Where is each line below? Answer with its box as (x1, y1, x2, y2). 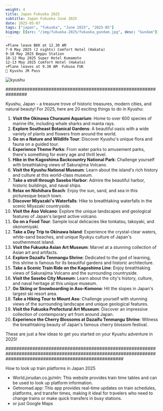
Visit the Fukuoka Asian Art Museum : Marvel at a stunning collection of (12, 245, 157, 250)
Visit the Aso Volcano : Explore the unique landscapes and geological (12, 208, 151, 214)
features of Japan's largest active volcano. (12, 214, 98, 219)
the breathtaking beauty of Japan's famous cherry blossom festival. (12, 322, 148, 328)
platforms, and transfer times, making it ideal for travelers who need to (12, 390, 153, 396)
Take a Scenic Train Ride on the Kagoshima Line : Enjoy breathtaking (12, 265, 150, 271)
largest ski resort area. (12, 291, 58, 296)
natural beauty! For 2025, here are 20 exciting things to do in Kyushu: (5, 106, 144, 112)
